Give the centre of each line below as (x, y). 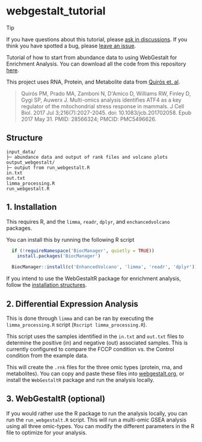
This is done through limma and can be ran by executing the (80, 318)
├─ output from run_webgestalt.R (48, 167)
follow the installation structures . (47, 285)
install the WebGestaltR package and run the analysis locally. (80, 380)
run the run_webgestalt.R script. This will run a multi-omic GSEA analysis (96, 420)
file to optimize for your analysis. (47, 432)
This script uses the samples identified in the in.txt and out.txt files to (95, 336)
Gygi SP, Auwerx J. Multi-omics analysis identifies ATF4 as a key (101, 100)
